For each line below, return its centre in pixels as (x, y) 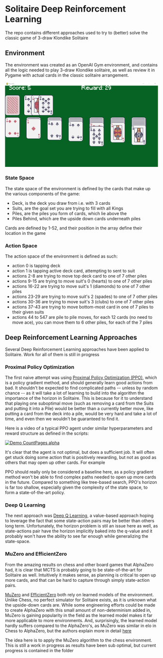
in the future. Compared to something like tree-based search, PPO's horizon (81, 482)
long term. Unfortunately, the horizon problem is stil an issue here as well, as (81, 526)
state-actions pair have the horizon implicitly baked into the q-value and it (79, 531)
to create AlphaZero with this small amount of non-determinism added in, (78, 610)
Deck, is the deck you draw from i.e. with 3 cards (61, 203)
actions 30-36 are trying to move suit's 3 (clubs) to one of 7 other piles (83, 301)
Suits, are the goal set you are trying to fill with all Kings (68, 208)
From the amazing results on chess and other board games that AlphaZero (79, 564)
